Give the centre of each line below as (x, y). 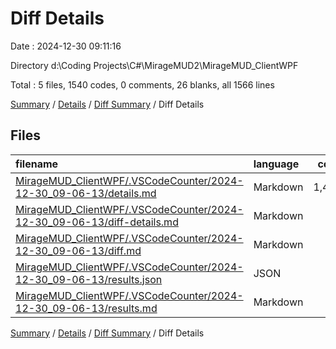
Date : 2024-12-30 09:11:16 (66, 46)
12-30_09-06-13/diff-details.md (97, 222)
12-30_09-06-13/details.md (86, 193)
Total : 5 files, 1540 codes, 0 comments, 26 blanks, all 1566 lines (142, 84)
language (276, 164)
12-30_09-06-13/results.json (89, 279)
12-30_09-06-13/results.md (86, 308)
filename (37, 164)
